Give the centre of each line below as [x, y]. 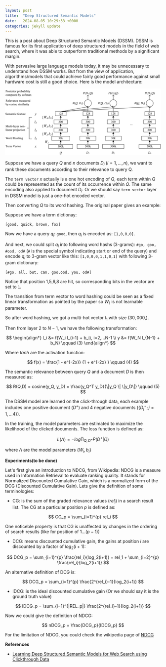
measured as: [19, 377]
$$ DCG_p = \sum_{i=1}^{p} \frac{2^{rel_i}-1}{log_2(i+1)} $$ [83, 582]
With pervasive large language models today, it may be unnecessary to [77, 66]
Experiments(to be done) [31, 461]
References [17, 644]
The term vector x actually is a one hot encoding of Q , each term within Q [80, 179]
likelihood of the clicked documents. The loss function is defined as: [75, 429]
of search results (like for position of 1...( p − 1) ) [52, 532]
